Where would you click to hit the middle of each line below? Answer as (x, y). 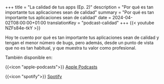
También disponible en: (29, 57)
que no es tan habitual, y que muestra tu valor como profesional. (71, 48)
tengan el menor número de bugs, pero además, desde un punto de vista (80, 43)
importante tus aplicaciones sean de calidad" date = (58, 17)
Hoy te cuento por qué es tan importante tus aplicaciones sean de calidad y (82, 37)
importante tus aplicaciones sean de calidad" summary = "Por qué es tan (80, 12)
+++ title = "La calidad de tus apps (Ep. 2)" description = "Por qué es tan (79, 7)
